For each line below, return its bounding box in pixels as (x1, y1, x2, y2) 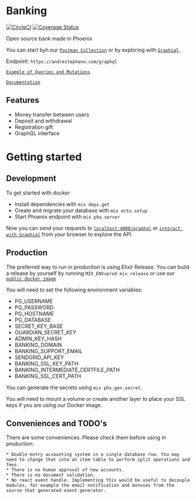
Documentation (6, 79, 41, 85)
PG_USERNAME (14, 297, 53, 304)
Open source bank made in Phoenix (6, 35, 93, 42)
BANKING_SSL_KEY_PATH (14, 360, 79, 367)
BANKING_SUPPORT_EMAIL (14, 347, 83, 354)
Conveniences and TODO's (6, 418, 107, 428)
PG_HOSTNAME (14, 310, 55, 317)
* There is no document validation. (6, 472, 96, 478)
